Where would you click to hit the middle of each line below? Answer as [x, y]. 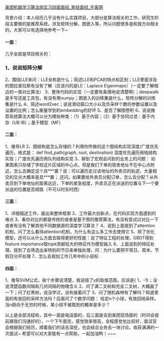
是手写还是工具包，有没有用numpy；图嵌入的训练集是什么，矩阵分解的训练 [80, 98]
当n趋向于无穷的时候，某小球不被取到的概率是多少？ [58, 305]
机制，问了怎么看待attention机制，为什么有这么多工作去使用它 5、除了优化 [80, 232]
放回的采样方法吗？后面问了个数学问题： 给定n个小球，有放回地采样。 [88, 299]
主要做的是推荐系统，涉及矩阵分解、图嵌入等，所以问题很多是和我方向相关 [84, 24]
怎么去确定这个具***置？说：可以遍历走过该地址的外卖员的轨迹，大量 [83, 171]
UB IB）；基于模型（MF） [38, 122]
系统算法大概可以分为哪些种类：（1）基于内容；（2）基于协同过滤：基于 [80, 116]
